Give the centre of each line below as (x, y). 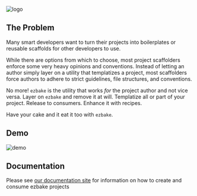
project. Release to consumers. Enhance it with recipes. (74, 103)
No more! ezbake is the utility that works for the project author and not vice (97, 90)
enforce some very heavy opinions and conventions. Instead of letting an (96, 66)
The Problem (30, 28)
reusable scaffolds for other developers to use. (63, 48)
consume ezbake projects (38, 186)
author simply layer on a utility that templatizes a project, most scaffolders (96, 72)
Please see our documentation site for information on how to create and (94, 181)
